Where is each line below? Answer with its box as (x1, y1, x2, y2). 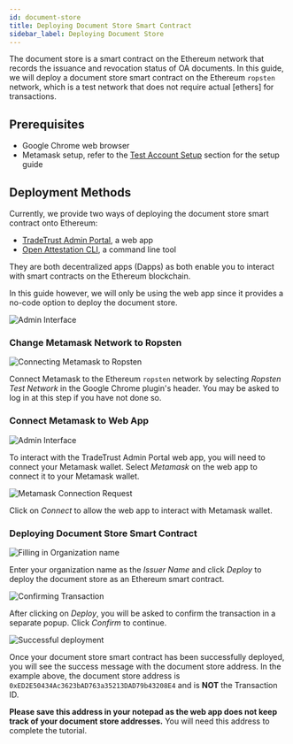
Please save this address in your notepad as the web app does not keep (9, 706, 278, 717)
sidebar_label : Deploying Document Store (9, 29, 165, 38)
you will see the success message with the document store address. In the (9, 661, 281, 671)
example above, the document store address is (9, 670, 181, 681)
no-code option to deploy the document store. (9, 297, 178, 308)
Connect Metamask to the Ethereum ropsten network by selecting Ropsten (9, 373, 281, 385)
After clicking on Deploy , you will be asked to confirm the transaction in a (9, 608, 276, 618)
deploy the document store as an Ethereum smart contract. (9, 573, 225, 584)
